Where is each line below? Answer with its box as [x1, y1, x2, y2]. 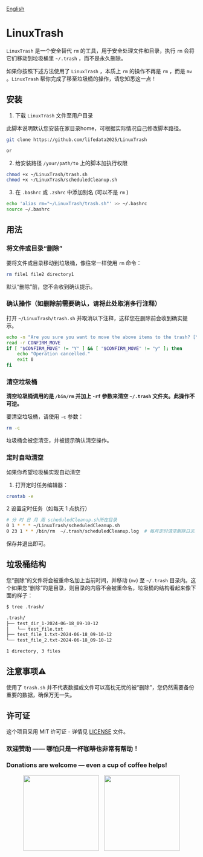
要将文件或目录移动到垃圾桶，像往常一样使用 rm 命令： [6, 259, 142, 266]
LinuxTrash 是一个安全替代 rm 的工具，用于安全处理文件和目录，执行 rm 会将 [6, 47, 195, 54]
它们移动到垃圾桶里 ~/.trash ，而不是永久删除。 [6, 54, 127, 62]
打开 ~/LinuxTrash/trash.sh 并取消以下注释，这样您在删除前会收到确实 [6, 314, 183, 321]
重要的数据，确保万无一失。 [6, 691, 76, 698]
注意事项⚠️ [6, 666, 47, 677]
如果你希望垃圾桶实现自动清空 [6, 468, 80, 476]
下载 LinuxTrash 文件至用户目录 [14, 111, 94, 119]
